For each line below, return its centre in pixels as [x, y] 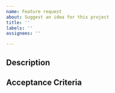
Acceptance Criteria [44, 82]
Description [28, 62]
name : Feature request [34, 11]
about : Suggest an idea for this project [58, 17]
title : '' [18, 22]
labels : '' [19, 28]
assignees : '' [24, 34]
